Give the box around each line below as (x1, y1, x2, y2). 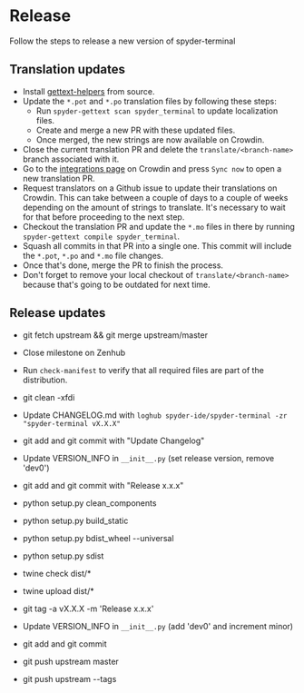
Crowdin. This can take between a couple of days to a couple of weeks (22, 192, 289, 203)
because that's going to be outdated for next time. (22, 279, 211, 290)
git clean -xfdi (22, 391, 75, 402)
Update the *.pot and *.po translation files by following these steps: (22, 95, 277, 106)
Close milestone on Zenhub (22, 347, 126, 358)
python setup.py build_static (22, 515, 129, 526)
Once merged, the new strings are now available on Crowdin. (35, 134, 265, 145)
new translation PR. (22, 173, 95, 183)
